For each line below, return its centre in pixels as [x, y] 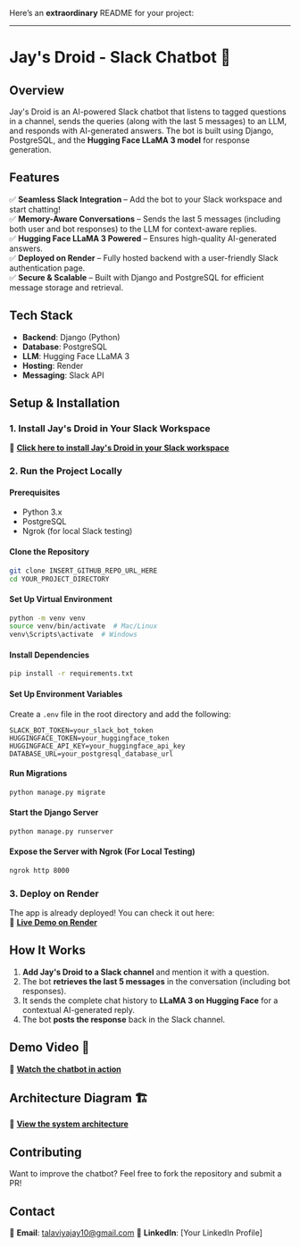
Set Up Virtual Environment [61, 598]
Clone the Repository [49, 552]
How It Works [48, 950]
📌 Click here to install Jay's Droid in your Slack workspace [119, 448]
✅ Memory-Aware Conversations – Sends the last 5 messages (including [145, 219]
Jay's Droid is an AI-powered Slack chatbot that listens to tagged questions [148, 112]
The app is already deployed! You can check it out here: [112, 913]
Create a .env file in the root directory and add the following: [120, 714]
